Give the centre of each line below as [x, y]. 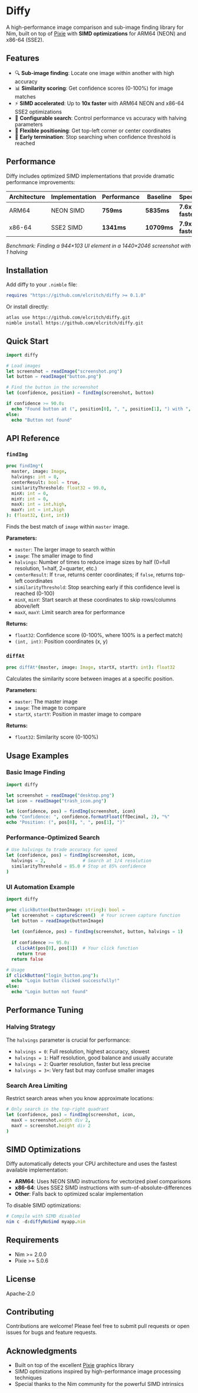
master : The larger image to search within [65, 549]
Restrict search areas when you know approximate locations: [80, 1098]
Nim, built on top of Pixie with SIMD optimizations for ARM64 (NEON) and [96, 33]
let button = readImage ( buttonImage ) [58, 921]
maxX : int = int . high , [39, 504]
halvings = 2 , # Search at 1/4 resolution [81, 861]
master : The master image [46, 702]
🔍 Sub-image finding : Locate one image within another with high [95, 73]
